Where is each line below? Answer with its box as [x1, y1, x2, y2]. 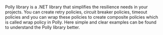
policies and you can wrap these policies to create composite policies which [5, 14, 159, 20]
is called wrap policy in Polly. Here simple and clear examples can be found [5, 19, 157, 25]
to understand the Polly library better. [5, 24, 81, 30]
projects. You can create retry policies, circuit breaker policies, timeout [5, 9, 147, 15]
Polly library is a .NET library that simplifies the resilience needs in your [5, 4, 148, 10]
